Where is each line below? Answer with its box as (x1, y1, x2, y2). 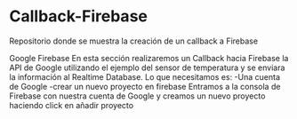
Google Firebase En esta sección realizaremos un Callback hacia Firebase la (9, 52, 289, 63)
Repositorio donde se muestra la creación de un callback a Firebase (9, 36, 259, 46)
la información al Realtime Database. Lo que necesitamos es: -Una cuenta (9, 71, 281, 82)
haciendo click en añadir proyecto (9, 99, 134, 110)
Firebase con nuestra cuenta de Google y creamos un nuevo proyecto (9, 91, 266, 101)
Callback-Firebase (9, 6, 148, 27)
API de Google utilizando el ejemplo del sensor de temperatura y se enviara (9, 62, 285, 73)
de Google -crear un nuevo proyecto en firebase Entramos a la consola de (9, 81, 281, 91)
